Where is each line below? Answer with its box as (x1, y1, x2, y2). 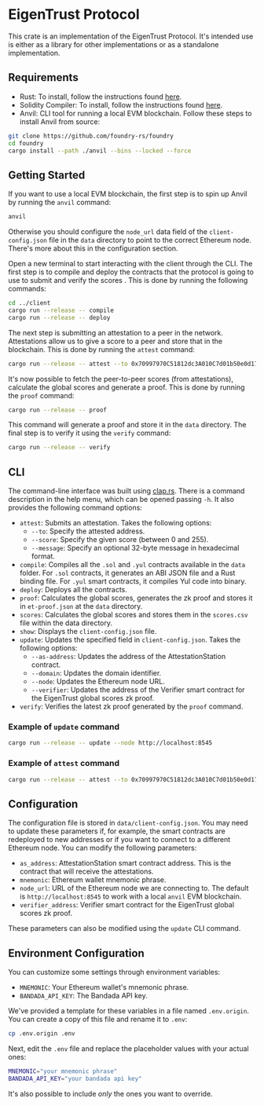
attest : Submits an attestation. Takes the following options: (19, 518, 212, 528)
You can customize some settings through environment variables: (8, 968, 221, 977)
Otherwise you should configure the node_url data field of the (8, 227, 208, 236)
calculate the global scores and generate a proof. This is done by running (8, 383, 245, 392)
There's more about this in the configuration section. (8, 244, 178, 253)
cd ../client (8, 299, 51, 307)
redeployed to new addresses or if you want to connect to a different (8, 835, 231, 844)
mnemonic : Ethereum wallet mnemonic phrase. (19, 875, 167, 884)
